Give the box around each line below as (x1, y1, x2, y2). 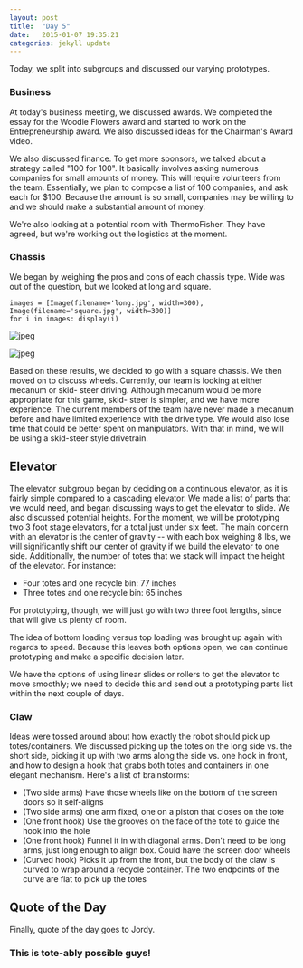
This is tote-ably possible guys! (9, 946, 151, 959)
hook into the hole (22, 825, 90, 836)
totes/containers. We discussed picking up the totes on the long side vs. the (9, 740, 292, 752)
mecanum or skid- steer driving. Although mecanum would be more (9, 384, 262, 395)
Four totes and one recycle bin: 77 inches (22, 577, 177, 589)
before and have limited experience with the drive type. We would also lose (9, 413, 289, 424)
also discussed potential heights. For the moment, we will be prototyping (9, 512, 280, 522)
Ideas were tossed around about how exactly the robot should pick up (9, 731, 270, 742)
